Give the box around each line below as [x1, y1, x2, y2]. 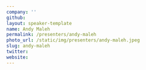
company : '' [6, 9, 36, 15]
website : [6, 54, 29, 60]
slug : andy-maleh [6, 43, 50, 49]
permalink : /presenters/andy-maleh [6, 32, 97, 38]
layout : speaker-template [6, 20, 72, 26]
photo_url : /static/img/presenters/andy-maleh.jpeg [6, 37, 140, 43]
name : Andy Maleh [6, 26, 50, 32]
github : [6, 15, 26, 21]
